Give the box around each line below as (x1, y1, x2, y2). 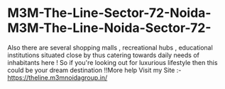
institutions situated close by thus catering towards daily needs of (7, 51, 200, 59)
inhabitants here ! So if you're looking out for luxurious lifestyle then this (7, 58, 218, 66)
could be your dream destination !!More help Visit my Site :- (7, 66, 182, 74)
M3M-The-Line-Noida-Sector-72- (7, 20, 212, 36)
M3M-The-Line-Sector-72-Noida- (7, 5, 212, 21)
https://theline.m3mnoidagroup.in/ (7, 73, 108, 82)
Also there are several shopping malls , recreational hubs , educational (7, 43, 213, 52)
